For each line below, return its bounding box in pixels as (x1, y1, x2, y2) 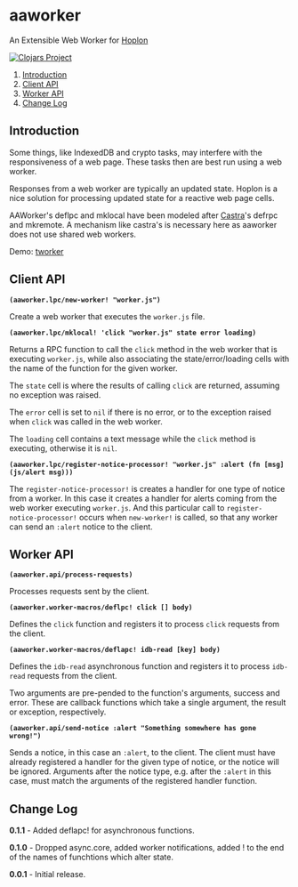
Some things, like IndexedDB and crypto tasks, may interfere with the (9, 147, 262, 157)
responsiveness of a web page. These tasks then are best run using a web (9, 157, 283, 167)
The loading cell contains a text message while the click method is (9, 433, 256, 444)
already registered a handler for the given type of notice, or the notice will (9, 757, 280, 768)
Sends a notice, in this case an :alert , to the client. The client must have (9, 747, 276, 758)
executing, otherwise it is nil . (9, 442, 117, 454)
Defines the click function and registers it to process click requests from (9, 619, 280, 630)
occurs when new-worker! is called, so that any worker (78, 512, 278, 522)
